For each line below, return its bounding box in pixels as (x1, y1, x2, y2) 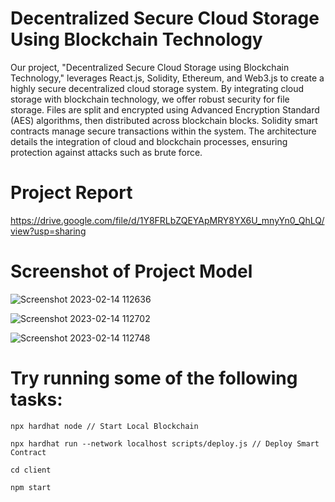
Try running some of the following (10, 367, 298, 389)
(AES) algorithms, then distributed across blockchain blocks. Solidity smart (10, 114, 318, 126)
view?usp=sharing (10, 225, 87, 237)
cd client (10, 465, 52, 475)
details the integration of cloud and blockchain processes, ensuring (10, 135, 288, 147)
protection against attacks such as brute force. (10, 146, 203, 158)
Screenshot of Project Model (10, 260, 253, 283)
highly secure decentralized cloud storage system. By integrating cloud (10, 82, 305, 94)
